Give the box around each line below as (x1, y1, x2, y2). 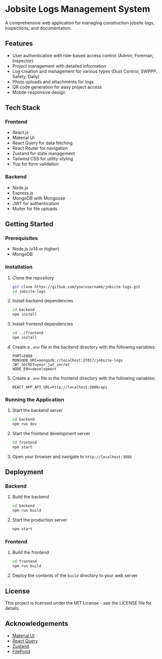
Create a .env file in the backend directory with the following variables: (12, 344, 156, 350)
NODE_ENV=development (12, 367, 57, 371)
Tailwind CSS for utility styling (12, 156, 73, 162)
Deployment (5, 468, 44, 476)
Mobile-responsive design (12, 89, 65, 95)
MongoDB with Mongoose (12, 195, 65, 201)
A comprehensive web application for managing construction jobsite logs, (5, 20, 155, 26)
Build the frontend (12, 549, 49, 555)
